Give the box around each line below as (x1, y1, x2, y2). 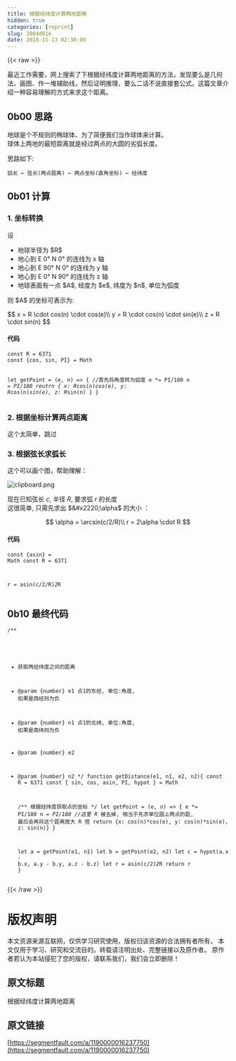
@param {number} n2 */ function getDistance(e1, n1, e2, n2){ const (17, 773, 223, 780)
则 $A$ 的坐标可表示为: (7, 296, 74, 304)
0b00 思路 (7, 111, 53, 123)
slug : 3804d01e (7, 30, 52, 37)
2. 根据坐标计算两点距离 (7, 413, 88, 422)
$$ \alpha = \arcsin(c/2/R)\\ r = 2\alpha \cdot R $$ (45, 518, 191, 527)
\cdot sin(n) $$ (7, 318, 51, 326)
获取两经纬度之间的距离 (17, 663, 76, 671)
